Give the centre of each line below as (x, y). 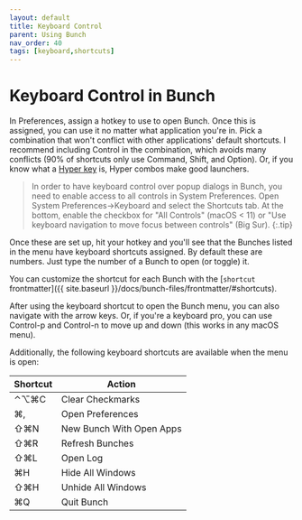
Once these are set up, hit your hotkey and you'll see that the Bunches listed (151, 242)
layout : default (40, 18)
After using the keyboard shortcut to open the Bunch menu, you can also (144, 306)
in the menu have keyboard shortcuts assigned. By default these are (136, 252)
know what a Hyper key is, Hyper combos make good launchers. (129, 169)
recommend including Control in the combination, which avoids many (138, 150)
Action (122, 385)
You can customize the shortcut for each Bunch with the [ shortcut (133, 279)
